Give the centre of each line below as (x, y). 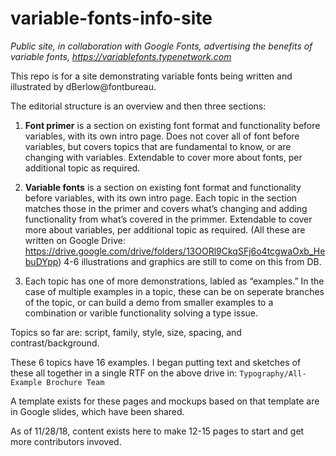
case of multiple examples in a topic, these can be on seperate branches (174, 291)
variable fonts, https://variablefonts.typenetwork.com (121, 56)
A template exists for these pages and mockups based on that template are (165, 401)
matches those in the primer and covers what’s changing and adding (166, 208)
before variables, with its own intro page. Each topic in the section (161, 198)
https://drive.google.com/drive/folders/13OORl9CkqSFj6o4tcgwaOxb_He (175, 251)
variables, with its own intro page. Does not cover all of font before (162, 136)
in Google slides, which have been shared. (97, 411)
